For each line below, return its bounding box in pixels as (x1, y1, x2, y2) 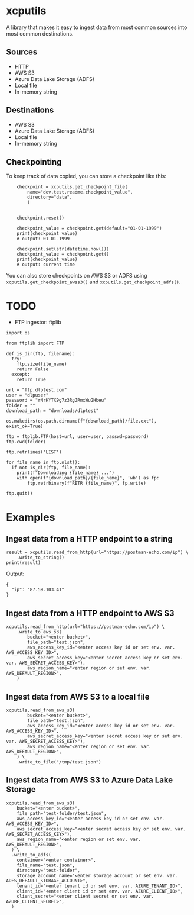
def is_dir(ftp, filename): (6, 351, 75, 357)
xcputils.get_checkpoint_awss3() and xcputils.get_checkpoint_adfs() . (6, 278, 181, 285)
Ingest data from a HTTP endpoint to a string (6, 534, 173, 544)
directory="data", (27, 194, 73, 201)
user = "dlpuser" (6, 392, 49, 398)
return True (17, 377, 46, 383)
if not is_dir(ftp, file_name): (11, 465, 91, 471)
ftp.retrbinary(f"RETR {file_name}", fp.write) (27, 481, 146, 487)
